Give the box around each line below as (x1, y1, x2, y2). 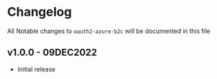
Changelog (7, 4, 72, 20)
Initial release (17, 65, 55, 73)
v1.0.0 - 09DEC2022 (7, 47, 98, 58)
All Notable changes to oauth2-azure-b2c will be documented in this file (7, 27, 211, 35)
